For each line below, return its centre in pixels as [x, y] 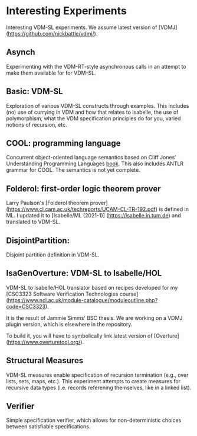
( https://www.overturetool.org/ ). [45, 342]
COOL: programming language [63, 143]
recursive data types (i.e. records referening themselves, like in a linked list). [99, 387]
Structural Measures [45, 360]
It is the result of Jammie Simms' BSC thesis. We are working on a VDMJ [94, 318]
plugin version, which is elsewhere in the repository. [69, 324]
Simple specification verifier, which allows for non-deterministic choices [94, 420]
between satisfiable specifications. [48, 427]
